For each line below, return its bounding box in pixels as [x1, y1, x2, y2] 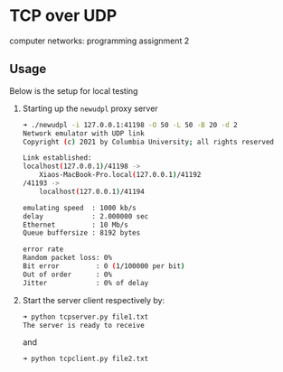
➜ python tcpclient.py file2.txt [22, 354, 149, 364]
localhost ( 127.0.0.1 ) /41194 [39, 187, 145, 196]
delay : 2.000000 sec [22, 211, 149, 221]
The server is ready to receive [22, 321, 145, 330]
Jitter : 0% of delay [22, 278, 149, 287]
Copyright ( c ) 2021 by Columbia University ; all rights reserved [22, 137, 274, 146]
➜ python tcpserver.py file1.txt [22, 312, 149, 321]
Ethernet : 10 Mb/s [22, 220, 128, 229]
